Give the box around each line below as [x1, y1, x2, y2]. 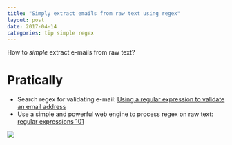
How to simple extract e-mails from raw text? [7, 48, 135, 57]
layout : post [7, 17, 45, 23]
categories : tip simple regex [7, 29, 95, 37]
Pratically [7, 72, 64, 88]
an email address [17, 103, 66, 111]
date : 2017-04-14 [7, 23, 57, 30]
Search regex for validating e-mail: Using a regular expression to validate [17, 95, 225, 104]
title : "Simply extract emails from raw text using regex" [7, 10, 181, 17]
